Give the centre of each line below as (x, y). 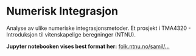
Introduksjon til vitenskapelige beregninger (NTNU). (71, 34)
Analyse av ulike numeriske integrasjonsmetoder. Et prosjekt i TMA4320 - (99, 28)
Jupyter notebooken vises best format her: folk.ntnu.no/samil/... (88, 46)
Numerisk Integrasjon (62, 11)
